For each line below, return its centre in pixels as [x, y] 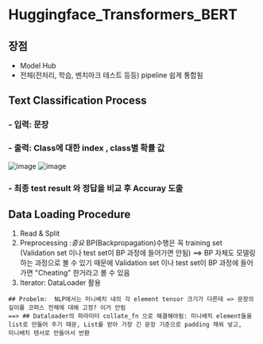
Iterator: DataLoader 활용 [60, 283]
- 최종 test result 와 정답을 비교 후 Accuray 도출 [96, 188]
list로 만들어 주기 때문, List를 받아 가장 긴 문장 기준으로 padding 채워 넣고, [125, 325]
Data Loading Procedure [70, 214]
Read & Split [40, 233]
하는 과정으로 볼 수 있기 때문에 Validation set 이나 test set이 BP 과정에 [129, 263]
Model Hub [38, 66]
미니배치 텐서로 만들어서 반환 [49, 333]
